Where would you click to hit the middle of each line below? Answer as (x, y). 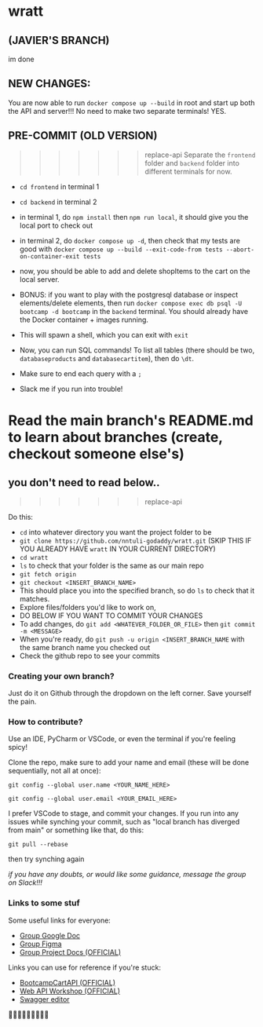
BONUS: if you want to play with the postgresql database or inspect (129, 294)
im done (21, 59)
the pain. (22, 701)
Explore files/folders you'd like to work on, (88, 607)
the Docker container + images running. (84, 320)
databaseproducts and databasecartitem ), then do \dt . (107, 358)
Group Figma (40, 944)
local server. (40, 279)
